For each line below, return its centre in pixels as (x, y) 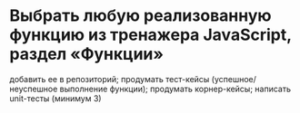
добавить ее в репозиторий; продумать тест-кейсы (110, 79)
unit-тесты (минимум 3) (55, 98)
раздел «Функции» (87, 54)
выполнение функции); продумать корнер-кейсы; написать (175, 89)
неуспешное (34, 89)
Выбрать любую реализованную (140, 16)
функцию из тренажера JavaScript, (150, 35)
